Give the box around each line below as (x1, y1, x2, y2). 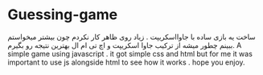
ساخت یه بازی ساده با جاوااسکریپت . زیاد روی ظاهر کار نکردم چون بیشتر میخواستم (7, 32, 257, 41)
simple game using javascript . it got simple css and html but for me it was (7, 49, 253, 58)
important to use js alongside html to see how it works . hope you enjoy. (7, 57, 246, 67)
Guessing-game (7, 6, 118, 24)
